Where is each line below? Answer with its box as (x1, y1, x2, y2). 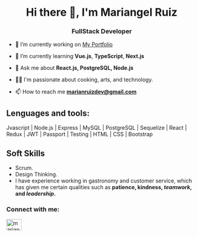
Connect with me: (6, 205, 60, 214)
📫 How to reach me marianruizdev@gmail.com (15, 88, 137, 96)
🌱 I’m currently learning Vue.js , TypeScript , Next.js (15, 53, 145, 60)
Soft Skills (6, 148, 45, 158)
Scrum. (15, 164, 33, 172)
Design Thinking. (15, 171, 58, 178)
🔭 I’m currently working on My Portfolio (15, 41, 113, 48)
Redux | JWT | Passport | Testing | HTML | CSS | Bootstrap (6, 130, 153, 138)
